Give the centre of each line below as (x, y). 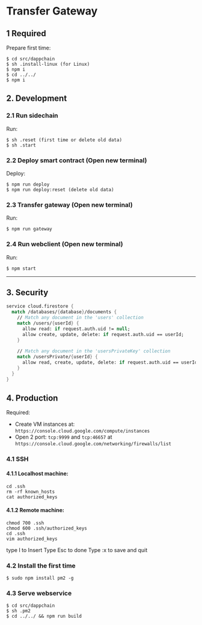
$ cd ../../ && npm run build (44, 617)
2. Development (37, 99)
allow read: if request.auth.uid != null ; (76, 329)
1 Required (26, 33)
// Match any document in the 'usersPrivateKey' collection (94, 351)
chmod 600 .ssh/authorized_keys (47, 528)
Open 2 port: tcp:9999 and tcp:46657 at (63, 437)
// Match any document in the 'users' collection (81, 318)
